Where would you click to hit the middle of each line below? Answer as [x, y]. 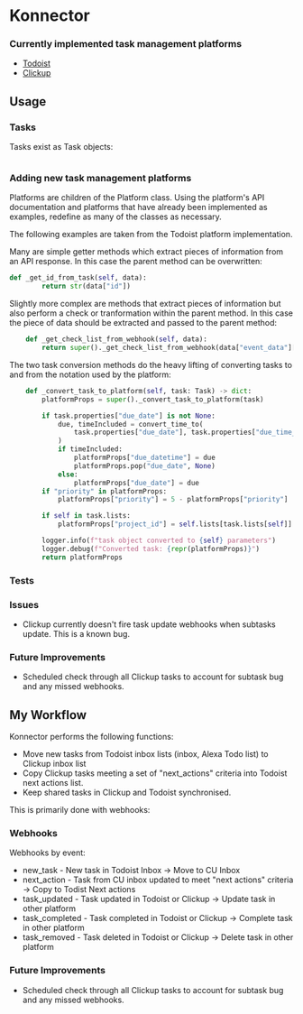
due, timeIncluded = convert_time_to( [130, 424]
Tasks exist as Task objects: [61, 147]
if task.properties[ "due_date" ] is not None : [129, 416]
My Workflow [48, 715]
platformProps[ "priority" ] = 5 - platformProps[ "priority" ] [173, 500]
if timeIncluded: [90, 449]
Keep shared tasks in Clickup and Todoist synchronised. [127, 793]
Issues [24, 604]
